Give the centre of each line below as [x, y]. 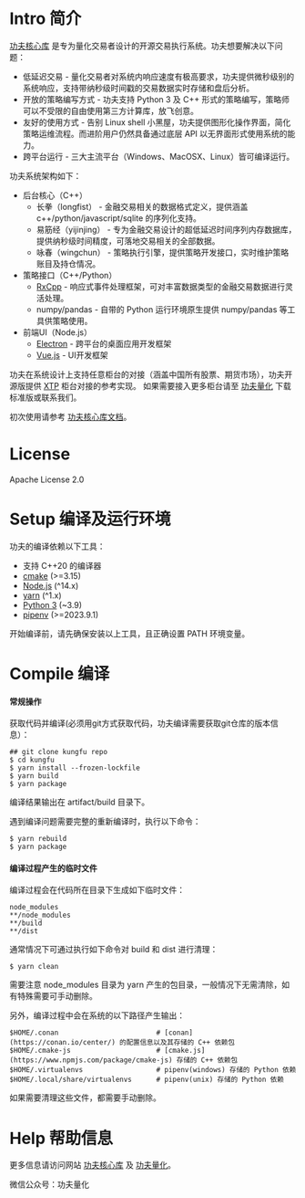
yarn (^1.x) [42, 595]
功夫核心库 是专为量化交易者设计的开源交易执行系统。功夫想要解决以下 [142, 46]
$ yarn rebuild [38, 839]
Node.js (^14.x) [51, 585]
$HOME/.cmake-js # [85, 1051]
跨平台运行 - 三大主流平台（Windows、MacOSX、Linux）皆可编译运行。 [158, 156]
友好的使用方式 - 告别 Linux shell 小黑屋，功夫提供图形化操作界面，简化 [157, 122]
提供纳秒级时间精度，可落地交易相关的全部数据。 [128, 241]
